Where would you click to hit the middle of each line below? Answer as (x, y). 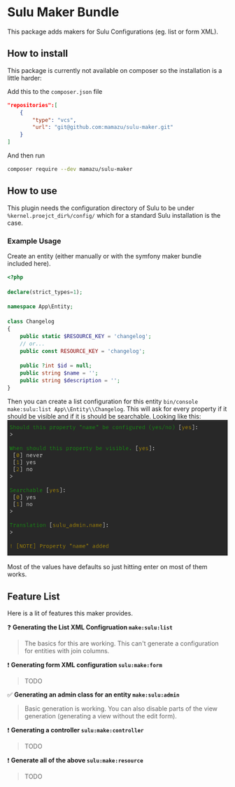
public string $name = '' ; (59, 373)
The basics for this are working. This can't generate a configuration (121, 643)
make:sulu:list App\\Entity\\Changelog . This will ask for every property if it (117, 409)
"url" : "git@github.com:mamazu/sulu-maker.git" (103, 127)
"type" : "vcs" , (55, 120)
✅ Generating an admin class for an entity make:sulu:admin (93, 695)
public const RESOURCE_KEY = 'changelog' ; (83, 351)
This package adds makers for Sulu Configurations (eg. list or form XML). (113, 32)
